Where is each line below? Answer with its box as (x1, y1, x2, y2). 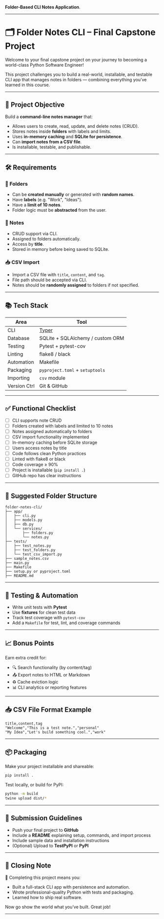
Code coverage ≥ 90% (12, 461, 59, 467)
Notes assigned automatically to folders (12, 428, 92, 434)
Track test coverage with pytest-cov (12, 614, 85, 620)
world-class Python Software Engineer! (5, 62, 84, 68)
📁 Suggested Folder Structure (5, 492, 97, 500)
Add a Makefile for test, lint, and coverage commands (12, 620, 121, 626)
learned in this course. (5, 82, 50, 88)
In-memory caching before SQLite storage (12, 439, 98, 445)
